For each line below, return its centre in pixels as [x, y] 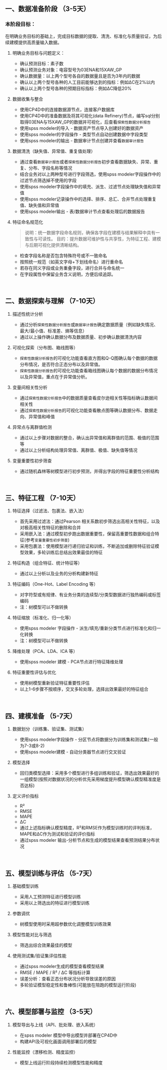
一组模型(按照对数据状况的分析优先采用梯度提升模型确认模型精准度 [88, 779]
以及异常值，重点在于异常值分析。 [55, 376]
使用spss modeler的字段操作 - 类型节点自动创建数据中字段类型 [84, 134]
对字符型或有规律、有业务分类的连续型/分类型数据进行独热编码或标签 [90, 595]
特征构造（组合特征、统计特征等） [47, 563]
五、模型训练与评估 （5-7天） [50, 873]
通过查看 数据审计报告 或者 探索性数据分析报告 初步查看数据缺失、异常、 [87, 162]
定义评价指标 [25, 796]
